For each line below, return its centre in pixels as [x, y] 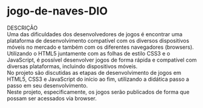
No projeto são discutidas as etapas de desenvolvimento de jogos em [94, 72]
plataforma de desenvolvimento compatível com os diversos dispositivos [98, 40]
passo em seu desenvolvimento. [47, 85]
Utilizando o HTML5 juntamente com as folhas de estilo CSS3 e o [89, 53]
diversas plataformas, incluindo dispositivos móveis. [72, 66]
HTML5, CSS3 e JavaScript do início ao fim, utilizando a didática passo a [98, 79]
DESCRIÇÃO [22, 28]
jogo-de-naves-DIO [57, 11]
